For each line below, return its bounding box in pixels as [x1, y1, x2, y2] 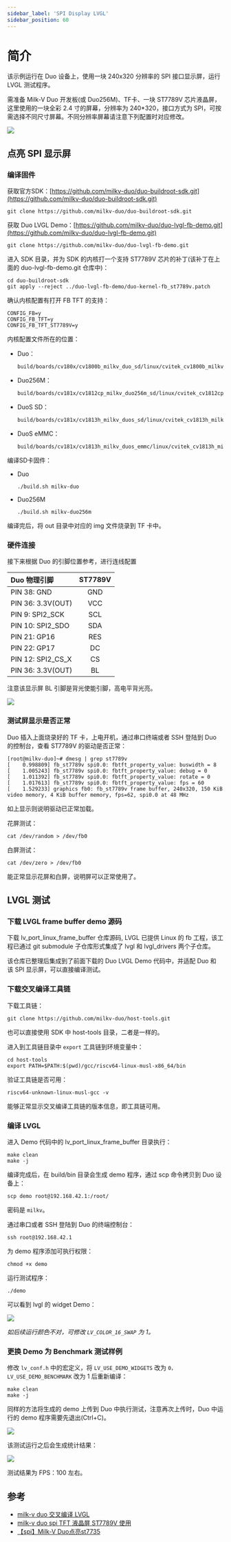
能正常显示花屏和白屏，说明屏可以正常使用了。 [7, 872, 140, 881]
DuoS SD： [16, 403, 49, 411]
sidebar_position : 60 [7, 17, 69, 23]
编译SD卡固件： [7, 456, 52, 464]
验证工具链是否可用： [7, 1075, 67, 1084]
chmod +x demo [7, 1261, 48, 1267]
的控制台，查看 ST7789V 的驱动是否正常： [7, 741, 127, 750]
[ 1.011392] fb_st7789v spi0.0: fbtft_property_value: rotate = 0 [7, 773, 211, 780]
